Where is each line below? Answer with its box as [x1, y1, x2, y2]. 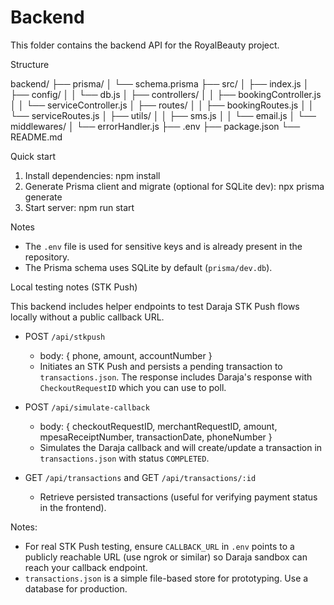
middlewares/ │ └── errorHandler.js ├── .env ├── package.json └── [10, 120, 301, 132]
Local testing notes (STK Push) [10, 281, 138, 293]
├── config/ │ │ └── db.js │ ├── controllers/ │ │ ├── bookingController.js [10, 88, 322, 100]
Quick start [10, 150, 56, 162]
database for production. [24, 582, 128, 595]
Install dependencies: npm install [24, 169, 161, 181]
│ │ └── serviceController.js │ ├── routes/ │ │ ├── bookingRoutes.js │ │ [10, 99, 315, 111]
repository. [24, 251, 70, 263]
